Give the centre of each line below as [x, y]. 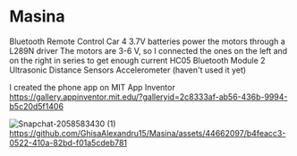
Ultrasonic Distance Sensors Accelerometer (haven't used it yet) [128, 70]
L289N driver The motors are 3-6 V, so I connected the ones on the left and [148, 50]
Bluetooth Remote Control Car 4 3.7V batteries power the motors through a [148, 41]
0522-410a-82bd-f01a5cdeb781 [68, 143]
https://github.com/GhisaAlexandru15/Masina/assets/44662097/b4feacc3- [148, 133]
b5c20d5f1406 [37, 106]
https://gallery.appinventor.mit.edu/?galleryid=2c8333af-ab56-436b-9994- [148, 97]
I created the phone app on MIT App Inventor [93, 87]
